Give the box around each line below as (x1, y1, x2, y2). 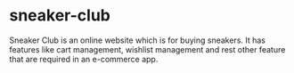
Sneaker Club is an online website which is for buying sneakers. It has (9, 35, 265, 45)
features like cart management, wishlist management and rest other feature (9, 44, 286, 54)
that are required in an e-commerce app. (9, 53, 159, 64)
